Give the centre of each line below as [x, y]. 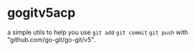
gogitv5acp [41, 13]
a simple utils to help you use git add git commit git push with [98, 32]
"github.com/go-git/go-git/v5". [51, 39]
